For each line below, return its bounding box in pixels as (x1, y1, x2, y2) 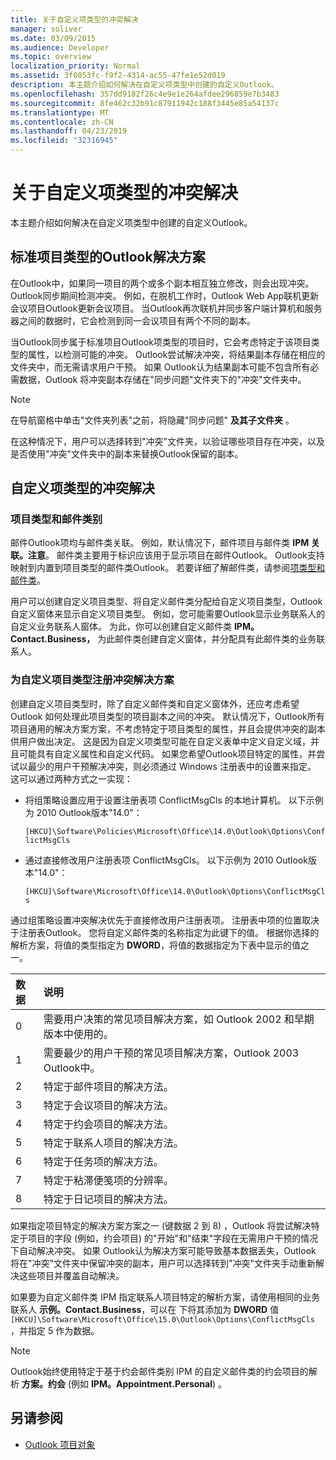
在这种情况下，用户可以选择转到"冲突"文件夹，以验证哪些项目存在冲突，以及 (10, 435, 326, 447)
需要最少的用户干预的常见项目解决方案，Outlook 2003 (43, 1046, 300, 1060)
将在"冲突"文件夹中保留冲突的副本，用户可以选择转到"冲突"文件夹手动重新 (10, 1257, 317, 1269)
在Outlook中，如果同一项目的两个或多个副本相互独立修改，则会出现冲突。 (10, 277, 315, 289)
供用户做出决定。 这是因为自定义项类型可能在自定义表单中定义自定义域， (10, 735, 311, 747)
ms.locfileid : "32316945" (10, 136, 118, 146)
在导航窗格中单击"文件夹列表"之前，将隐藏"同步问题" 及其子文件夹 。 (10, 414, 295, 426)
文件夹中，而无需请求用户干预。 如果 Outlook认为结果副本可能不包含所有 (10, 361, 311, 373)
